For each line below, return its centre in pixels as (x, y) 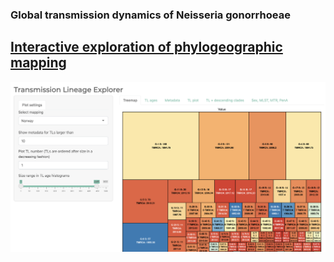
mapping (38, 63)
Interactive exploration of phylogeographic (146, 47)
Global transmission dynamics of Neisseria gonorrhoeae (150, 15)
